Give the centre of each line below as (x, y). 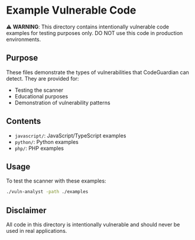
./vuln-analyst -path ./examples (47, 192)
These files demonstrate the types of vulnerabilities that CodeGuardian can (97, 72)
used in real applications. (37, 231)
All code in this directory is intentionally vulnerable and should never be (93, 225)
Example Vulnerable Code (71, 10)
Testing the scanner (39, 90)
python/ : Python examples (46, 142)
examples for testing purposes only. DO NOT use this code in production (95, 33)
